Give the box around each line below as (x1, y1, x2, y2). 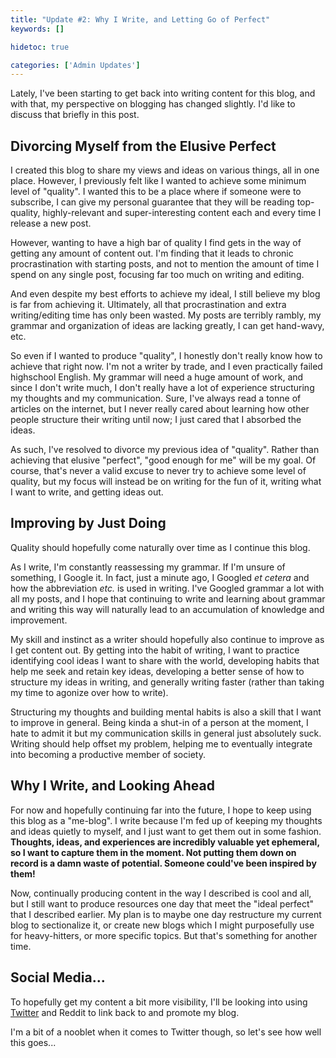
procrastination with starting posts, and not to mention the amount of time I (10, 258, 320, 270)
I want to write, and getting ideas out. (10, 486, 164, 498)
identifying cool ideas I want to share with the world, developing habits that (10, 654, 320, 666)
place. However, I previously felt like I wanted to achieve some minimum (10, 175, 307, 187)
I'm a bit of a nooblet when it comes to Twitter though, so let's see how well (10, 1026, 322, 1038)
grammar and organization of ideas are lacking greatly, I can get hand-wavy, (10, 320, 325, 332)
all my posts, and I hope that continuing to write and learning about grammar (10, 592, 326, 605)
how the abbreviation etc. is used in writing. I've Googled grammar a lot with (10, 582, 325, 594)
